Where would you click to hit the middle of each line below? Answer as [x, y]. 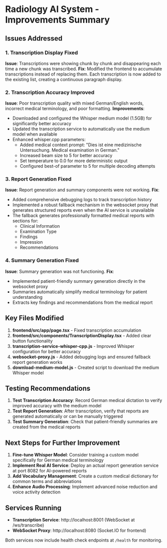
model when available [35, 134]
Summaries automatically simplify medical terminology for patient [80, 292]
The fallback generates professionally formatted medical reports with [83, 216]
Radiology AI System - [52, 9]
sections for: [25, 221]
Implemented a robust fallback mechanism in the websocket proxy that [85, 205]
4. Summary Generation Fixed [42, 260]
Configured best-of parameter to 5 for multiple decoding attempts [87, 166]
